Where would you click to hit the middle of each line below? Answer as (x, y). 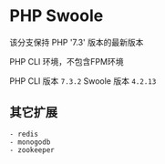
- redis (24, 134)
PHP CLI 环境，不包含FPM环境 (67, 61)
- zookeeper (32, 150)
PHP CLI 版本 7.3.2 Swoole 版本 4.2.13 (83, 81)
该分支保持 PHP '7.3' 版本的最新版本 (77, 42)
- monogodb (30, 142)
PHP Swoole (57, 16)
